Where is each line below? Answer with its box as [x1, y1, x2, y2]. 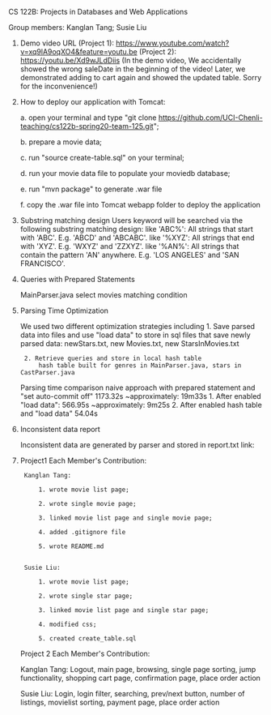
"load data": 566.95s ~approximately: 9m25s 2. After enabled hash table [19, 400, 263, 409]
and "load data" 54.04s [19, 409, 99, 418]
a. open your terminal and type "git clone [19, 113, 157, 122]
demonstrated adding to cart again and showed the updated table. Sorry [19, 73, 262, 82]
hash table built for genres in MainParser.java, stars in [38, 362, 242, 370]
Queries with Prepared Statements [19, 275, 135, 284]
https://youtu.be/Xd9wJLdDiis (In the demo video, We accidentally [19, 56, 242, 65]
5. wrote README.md [38, 542, 104, 550]
